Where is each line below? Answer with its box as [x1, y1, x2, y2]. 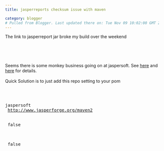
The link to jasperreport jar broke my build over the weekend [5, 34, 127, 39]
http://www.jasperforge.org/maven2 [7, 108, 93, 113]
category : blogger [5, 16, 42, 21]
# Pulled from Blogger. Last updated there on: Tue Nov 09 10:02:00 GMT [5, 20, 156, 25]
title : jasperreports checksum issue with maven [5, 7, 106, 12]
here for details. [5, 68, 37, 74]
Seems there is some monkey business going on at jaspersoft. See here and [5, 63, 158, 69]
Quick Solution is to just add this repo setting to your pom [5, 78, 121, 84]
